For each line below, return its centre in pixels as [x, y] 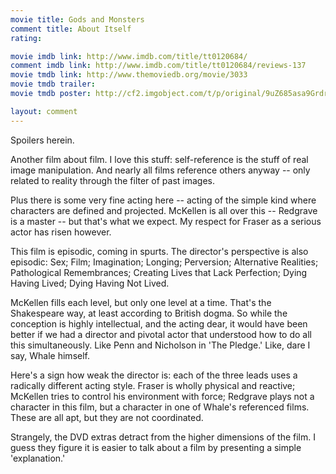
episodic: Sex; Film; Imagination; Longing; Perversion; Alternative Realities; [164, 262]
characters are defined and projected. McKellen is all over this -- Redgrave [164, 210]
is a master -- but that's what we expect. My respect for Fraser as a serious [166, 221]
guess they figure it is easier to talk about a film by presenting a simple [156, 447]
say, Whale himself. [50, 355]
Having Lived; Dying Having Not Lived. [90, 283]
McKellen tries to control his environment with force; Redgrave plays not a [162, 396]
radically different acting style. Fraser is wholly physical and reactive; [153, 385]
